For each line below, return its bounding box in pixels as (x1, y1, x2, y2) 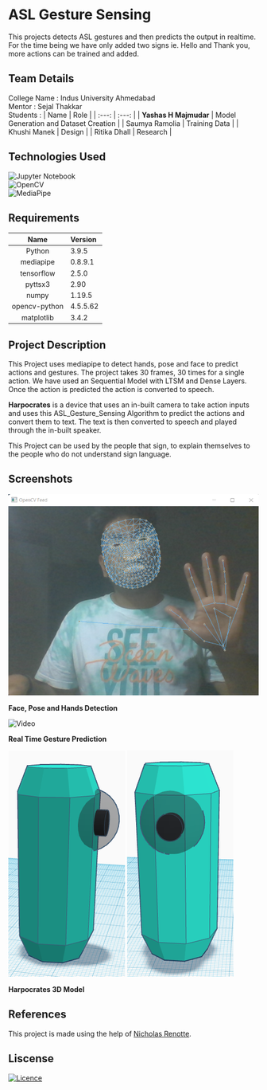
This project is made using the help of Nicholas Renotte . (8, 1029, 192, 1038)
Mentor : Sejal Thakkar (8, 101, 83, 111)
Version (70, 234, 97, 244)
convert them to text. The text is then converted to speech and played (8, 417, 237, 426)
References (8, 1008, 67, 1021)
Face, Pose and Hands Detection (8, 703, 118, 712)
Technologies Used (8, 150, 106, 164)
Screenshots (8, 472, 73, 486)
